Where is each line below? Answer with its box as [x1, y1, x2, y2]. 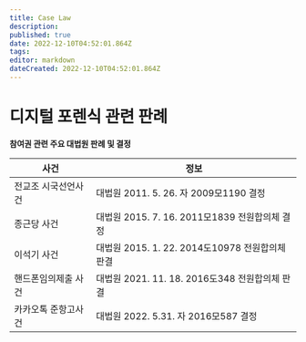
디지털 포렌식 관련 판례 [9, 107, 168, 128]
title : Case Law [9, 13, 71, 23]
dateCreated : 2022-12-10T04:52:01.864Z [9, 65, 161, 74]
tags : [9, 47, 30, 57]
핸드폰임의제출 [14, 272, 74, 285]
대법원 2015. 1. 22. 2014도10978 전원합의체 [96, 241, 286, 254]
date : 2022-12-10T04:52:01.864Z [9, 38, 132, 48]
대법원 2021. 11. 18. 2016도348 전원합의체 [96, 272, 280, 285]
